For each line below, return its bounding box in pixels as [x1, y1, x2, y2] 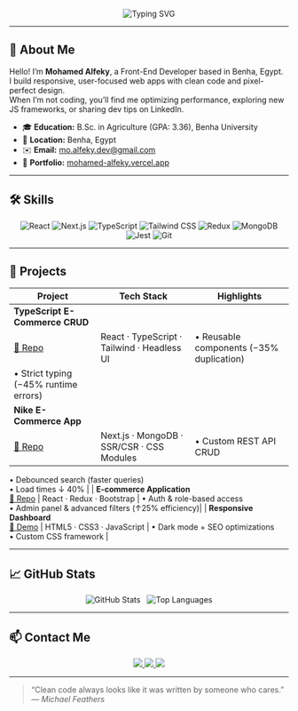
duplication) [194, 353, 246, 365]
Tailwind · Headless [100, 342, 182, 355]
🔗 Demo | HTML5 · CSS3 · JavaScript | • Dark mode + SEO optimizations [9, 522, 275, 532]
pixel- [242, 76, 264, 86]
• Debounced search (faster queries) [9, 475, 145, 485]
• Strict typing [13, 367, 73, 379]
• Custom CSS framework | [9, 531, 109, 542]
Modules [100, 451, 137, 464]
